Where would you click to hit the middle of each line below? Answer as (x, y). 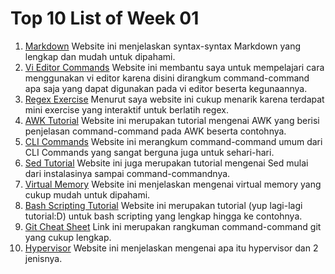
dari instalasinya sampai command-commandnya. (127, 173)
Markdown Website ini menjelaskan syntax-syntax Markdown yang (163, 46)
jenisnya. (43, 258)
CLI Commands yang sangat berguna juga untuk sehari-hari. (149, 152)
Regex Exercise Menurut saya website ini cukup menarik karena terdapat (174, 99)
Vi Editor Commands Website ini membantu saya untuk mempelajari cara (174, 67)
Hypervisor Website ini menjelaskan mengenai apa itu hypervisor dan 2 (171, 248)
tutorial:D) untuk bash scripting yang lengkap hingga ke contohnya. (163, 216)
